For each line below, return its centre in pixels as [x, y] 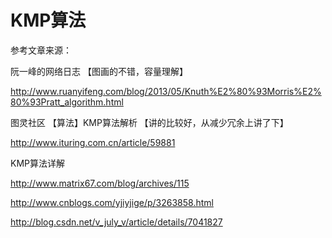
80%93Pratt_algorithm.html [67, 102]
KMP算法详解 [37, 163]
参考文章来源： [41, 50]
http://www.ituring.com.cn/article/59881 [93, 142]
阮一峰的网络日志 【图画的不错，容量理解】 [99, 71]
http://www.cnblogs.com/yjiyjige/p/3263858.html [112, 202]
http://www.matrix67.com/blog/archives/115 [100, 183]
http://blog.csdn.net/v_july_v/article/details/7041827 [116, 222]
